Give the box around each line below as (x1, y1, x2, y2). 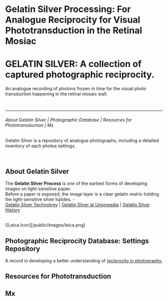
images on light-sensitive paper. (5, 186, 71, 192)
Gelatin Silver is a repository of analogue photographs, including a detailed (5, 138, 159, 144)
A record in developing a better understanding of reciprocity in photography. (5, 257, 163, 263)
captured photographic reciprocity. (5, 69, 155, 81)
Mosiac (5, 36, 36, 47)
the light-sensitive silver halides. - (5, 196, 75, 202)
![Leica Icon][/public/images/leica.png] (5, 222, 85, 228)
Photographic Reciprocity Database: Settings (5, 236, 149, 245)
